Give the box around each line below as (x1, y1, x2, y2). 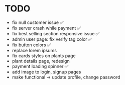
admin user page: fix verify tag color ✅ (12, 36, 92, 42)
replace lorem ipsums (12, 47, 57, 53)
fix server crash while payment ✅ (12, 25, 81, 31)
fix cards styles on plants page (12, 53, 76, 59)
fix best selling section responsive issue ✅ (12, 30, 100, 36)
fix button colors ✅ (12, 42, 51, 48)
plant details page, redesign (12, 58, 70, 64)
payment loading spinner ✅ (12, 63, 69, 69)
